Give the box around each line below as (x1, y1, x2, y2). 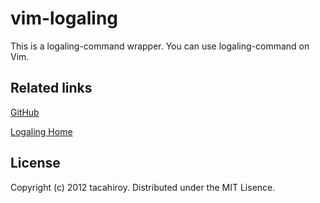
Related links (10, 80, 93, 97)
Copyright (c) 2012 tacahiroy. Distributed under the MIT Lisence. (10, 181, 276, 193)
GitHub (10, 106, 40, 118)
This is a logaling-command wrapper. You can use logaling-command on (10, 40, 310, 52)
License (10, 155, 61, 172)
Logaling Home (10, 125, 73, 137)
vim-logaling (10, 7, 119, 30)
